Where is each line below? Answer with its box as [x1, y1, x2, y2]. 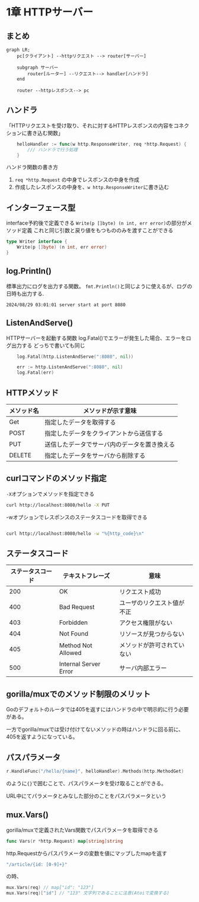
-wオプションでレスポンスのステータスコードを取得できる [6, 513, 148, 521]
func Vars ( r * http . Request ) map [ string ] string [6, 838, 123, 844]
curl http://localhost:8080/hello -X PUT [6, 502, 110, 508]
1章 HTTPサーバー [6, 5, 94, 19]
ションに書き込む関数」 [6, 129, 63, 136]
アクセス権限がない [119, 619, 173, 627]
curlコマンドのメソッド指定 [6, 473, 107, 483]
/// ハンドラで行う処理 [27, 146, 78, 153]
